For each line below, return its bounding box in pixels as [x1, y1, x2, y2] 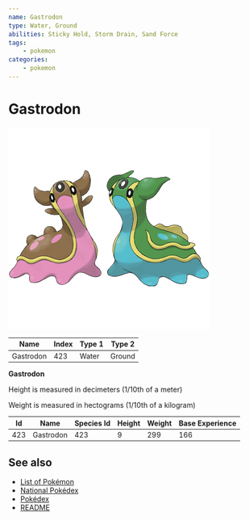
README [19, 503, 51, 513]
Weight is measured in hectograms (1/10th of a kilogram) [8, 400, 196, 410]
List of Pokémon [19, 477, 75, 487]
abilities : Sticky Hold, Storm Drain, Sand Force [8, 30, 179, 38]
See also [8, 455, 52, 469]
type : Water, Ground [8, 21, 78, 30]
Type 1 [79, 339, 104, 349]
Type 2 [110, 339, 135, 349]
